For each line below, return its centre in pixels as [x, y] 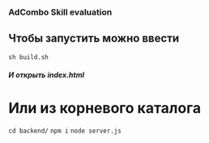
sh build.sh [28, 57]
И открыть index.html [47, 75]
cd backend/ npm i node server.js [65, 131]
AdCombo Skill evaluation [60, 12]
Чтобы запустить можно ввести [94, 39]
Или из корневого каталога [104, 108]
